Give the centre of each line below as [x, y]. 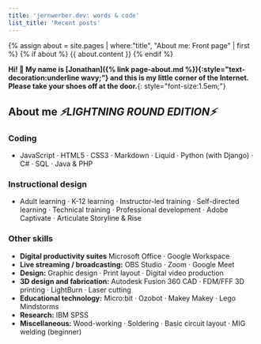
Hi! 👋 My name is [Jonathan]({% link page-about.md [96, 69]
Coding [23, 138]
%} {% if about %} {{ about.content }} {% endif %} [91, 54]
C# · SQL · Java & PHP [56, 164]
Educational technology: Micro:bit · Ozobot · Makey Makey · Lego [127, 298]
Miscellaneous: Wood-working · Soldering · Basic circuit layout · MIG [132, 323]
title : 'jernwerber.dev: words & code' [74, 15]
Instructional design [48, 184]
